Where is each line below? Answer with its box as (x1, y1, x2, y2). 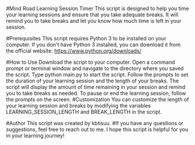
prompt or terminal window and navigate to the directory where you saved (6, 65, 184, 72)
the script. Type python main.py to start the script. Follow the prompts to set (6, 71, 189, 78)
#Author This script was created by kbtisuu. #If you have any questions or (6, 120, 184, 126)
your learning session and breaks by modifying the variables (6, 102, 151, 109)
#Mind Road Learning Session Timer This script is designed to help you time (6, 5, 189, 12)
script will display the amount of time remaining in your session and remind (6, 84, 186, 90)
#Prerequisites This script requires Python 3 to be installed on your (6, 35, 167, 42)
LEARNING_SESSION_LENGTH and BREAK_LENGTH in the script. (6, 108, 162, 115)
